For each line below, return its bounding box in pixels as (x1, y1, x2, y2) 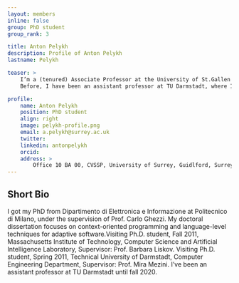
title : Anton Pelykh (7, 43, 69, 51)
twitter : (20, 135, 46, 143)
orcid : (20, 148, 40, 155)
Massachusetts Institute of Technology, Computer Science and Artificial (7, 237, 218, 246)
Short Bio (7, 188, 50, 200)
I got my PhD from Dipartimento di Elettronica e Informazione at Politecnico (7, 207, 228, 215)
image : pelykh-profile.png (20, 122, 100, 129)
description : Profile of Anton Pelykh (7, 50, 122, 57)
